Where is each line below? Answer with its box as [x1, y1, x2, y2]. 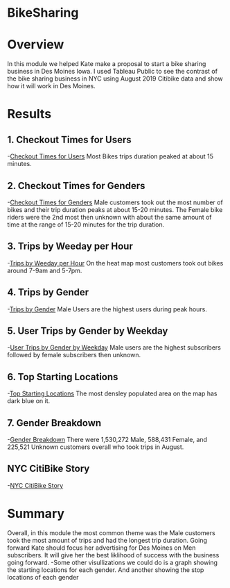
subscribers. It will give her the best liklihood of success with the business [7, 550, 220, 559]
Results [7, 106, 52, 122]
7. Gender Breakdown [7, 417, 102, 429]
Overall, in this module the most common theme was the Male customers [7, 528, 216, 537]
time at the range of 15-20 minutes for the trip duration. [7, 220, 165, 229]
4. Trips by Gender [7, 286, 89, 298]
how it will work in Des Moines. [7, 82, 96, 90]
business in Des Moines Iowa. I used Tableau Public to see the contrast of [7, 67, 218, 76]
